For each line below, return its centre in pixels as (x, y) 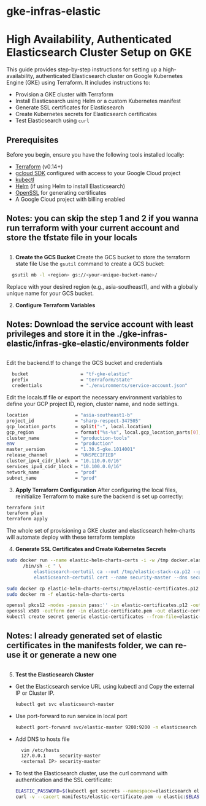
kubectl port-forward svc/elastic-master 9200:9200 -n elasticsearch (106, 727)
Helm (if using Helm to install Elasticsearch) (70, 186)
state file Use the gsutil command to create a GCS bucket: (90, 264)
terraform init (26, 507)
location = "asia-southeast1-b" (70, 415)
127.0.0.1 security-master (61, 756)
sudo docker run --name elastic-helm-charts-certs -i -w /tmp (87, 560)
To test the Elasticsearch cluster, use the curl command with (91, 773)
